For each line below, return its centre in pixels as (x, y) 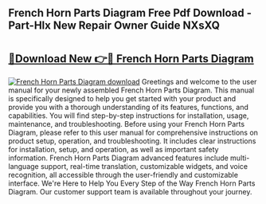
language (23, 166)
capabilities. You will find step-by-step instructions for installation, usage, (129, 116)
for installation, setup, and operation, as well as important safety (113, 149)
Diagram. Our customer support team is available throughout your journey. (130, 192)
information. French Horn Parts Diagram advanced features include (118, 158)
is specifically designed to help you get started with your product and (122, 98)
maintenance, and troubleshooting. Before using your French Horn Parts (127, 124)
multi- (240, 158)
